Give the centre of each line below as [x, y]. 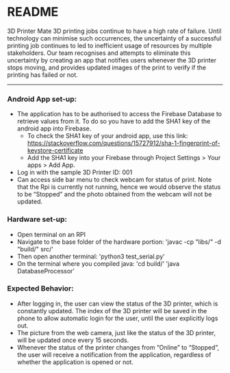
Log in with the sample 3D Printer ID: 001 [75, 172]
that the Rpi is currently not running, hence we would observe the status [119, 187]
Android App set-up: [42, 99]
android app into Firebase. [54, 128]
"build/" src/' [35, 249]
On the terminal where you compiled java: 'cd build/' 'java [98, 263]
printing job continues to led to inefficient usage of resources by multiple [110, 45]
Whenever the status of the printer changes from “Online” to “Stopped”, [118, 347]
